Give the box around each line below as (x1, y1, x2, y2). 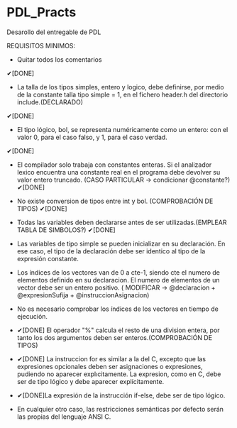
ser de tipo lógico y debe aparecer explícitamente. (16, 377, 165, 385)
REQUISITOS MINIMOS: (6, 41, 76, 50)
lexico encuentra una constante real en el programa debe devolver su (16, 168, 221, 176)
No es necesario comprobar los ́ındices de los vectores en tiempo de (16, 304, 219, 313)
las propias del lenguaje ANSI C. (16, 412, 111, 421)
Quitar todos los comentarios (16, 55, 102, 64)
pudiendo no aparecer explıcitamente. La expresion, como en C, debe (16, 370, 221, 378)
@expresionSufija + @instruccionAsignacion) (16, 290, 150, 299)
